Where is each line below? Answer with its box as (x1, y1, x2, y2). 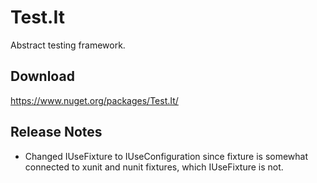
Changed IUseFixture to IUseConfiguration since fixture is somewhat (24, 150, 309, 162)
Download (10, 68, 75, 85)
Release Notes (10, 124, 103, 141)
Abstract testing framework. (10, 39, 126, 51)
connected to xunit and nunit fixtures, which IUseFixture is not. (24, 161, 284, 173)
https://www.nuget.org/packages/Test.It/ (10, 94, 179, 106)
